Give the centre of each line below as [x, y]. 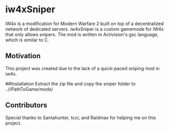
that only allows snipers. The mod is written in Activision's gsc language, [82, 34]
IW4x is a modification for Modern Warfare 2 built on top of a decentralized [84, 24]
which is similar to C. [27, 40]
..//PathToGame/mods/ [29, 89]
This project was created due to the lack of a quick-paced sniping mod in [82, 68]
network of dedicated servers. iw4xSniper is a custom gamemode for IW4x [84, 29]
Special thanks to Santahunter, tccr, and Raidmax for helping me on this [81, 117]
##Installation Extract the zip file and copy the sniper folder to [70, 83]
